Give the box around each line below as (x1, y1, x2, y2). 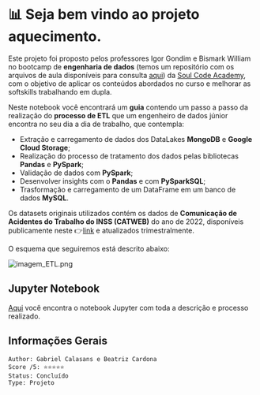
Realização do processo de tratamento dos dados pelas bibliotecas (19, 151, 239, 161)
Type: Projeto (8, 378, 55, 386)
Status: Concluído (8, 371, 69, 380)
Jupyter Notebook (8, 282, 100, 296)
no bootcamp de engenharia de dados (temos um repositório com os (8, 61, 235, 71)
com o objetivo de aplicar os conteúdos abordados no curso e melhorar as (8, 79, 251, 88)
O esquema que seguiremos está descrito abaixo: (8, 244, 170, 253)
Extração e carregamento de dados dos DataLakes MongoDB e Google (19, 134, 253, 143)
